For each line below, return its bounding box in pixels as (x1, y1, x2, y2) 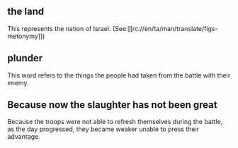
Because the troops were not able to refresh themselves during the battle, (7, 118, 223, 126)
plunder (7, 52, 43, 64)
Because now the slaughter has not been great (7, 99, 217, 111)
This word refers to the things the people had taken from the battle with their (7, 70, 231, 80)
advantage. (7, 132, 40, 141)
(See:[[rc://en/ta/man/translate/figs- (112, 24, 218, 32)
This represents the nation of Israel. (7, 24, 111, 32)
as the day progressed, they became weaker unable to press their (7, 125, 200, 133)
